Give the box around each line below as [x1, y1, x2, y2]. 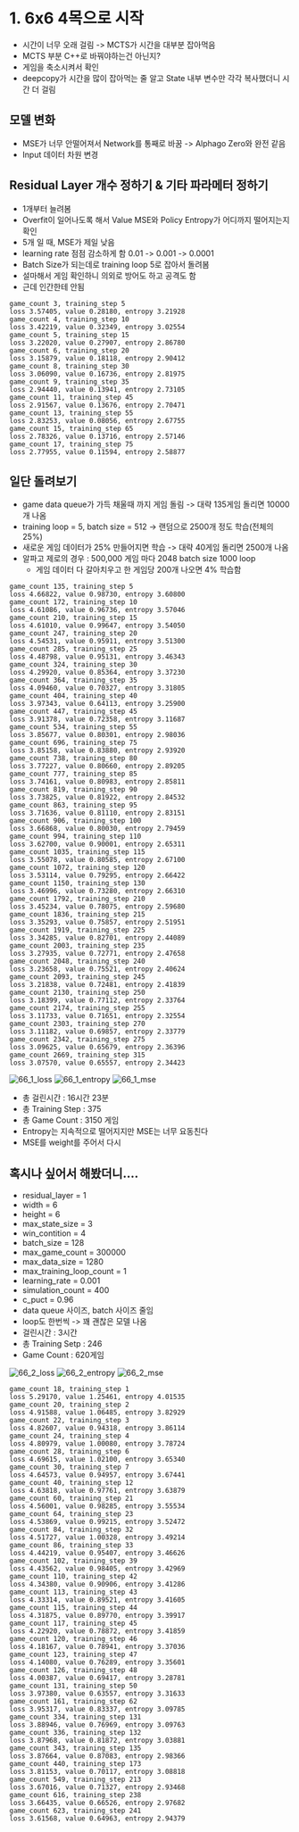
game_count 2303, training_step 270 [9, 1019, 145, 1029]
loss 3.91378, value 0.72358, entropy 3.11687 [9, 715, 186, 724]
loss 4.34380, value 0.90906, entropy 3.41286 [9, 1580, 186, 1589]
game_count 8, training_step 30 [9, 361, 129, 370]
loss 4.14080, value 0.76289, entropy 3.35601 [9, 1658, 186, 1667]
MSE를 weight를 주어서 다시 [21, 1137, 122, 1148]
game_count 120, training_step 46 [9, 1635, 138, 1644]
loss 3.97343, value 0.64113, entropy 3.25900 [9, 700, 186, 709]
